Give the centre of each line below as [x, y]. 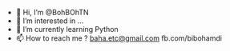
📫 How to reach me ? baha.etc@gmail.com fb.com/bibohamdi [119, 38]
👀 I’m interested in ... [50, 21]
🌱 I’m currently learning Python [67, 29]
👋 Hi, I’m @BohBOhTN [52, 12]
